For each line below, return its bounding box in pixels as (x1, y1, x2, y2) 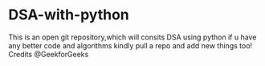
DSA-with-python (8, 6, 130, 24)
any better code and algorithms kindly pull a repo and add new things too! (8, 40, 253, 50)
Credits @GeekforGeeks (8, 49, 89, 59)
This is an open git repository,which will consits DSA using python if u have (8, 32, 257, 42)
